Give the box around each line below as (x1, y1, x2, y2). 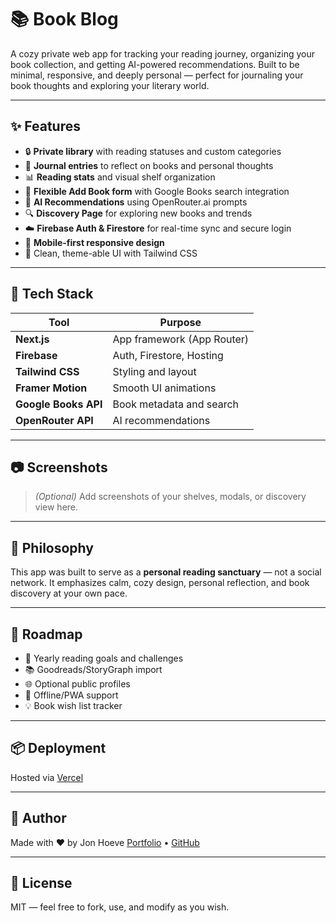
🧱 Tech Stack (10, 286, 94, 303)
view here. (34, 501, 79, 513)
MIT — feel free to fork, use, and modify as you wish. (10, 901, 230, 913)
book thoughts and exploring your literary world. (10, 79, 210, 91)
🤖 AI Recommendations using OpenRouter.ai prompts (24, 196, 248, 208)
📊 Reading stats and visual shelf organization (24, 171, 216, 183)
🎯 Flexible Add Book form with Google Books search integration (24, 185, 290, 197)
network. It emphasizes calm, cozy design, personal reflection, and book (10, 577, 310, 589)
